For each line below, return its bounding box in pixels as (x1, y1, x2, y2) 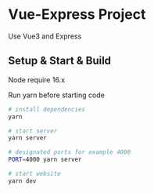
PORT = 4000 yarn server (8, 155, 82, 164)
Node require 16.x (8, 75, 65, 84)
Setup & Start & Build (8, 54, 112, 67)
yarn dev (8, 177, 37, 185)
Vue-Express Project (8, 5, 146, 24)
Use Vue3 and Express (8, 31, 82, 41)
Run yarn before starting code (8, 90, 106, 100)
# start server (8, 127, 58, 135)
